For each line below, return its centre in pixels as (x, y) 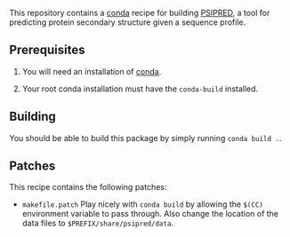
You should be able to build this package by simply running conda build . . (145, 138)
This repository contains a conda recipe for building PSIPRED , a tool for (140, 13)
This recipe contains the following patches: (88, 187)
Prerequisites (47, 50)
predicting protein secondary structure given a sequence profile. (128, 22)
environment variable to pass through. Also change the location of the (150, 214)
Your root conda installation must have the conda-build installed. (140, 89)
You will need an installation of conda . (92, 71)
